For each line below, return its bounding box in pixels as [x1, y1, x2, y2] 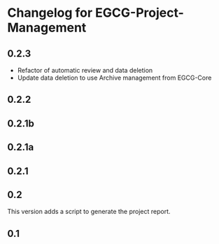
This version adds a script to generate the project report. [7, 208, 171, 216]
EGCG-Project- [95, 5, 184, 21]
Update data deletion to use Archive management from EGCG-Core [17, 73, 212, 82]
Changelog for [7, 5, 93, 21]
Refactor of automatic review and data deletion [17, 66, 153, 74]
